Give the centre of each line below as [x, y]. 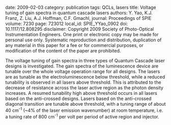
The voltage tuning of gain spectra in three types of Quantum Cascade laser [85, 60]
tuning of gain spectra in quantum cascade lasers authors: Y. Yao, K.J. [79, 13]
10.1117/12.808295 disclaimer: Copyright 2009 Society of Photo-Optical [80, 29]
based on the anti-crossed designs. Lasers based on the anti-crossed [78, 98]
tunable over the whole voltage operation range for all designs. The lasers [83, 71]
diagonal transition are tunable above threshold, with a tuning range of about [86, 104]
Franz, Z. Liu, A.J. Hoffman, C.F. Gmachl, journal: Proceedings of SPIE [78, 18]
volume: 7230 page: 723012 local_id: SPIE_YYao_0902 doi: [67, 23]
